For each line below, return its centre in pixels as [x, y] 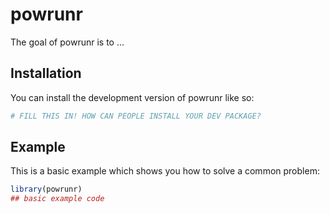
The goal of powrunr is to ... [67, 42]
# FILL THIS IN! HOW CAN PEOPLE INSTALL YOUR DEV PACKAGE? [136, 116]
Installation [46, 73]
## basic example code [57, 199]
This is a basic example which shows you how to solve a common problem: [165, 171]
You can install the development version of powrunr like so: [132, 97]
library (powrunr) [46, 189]
